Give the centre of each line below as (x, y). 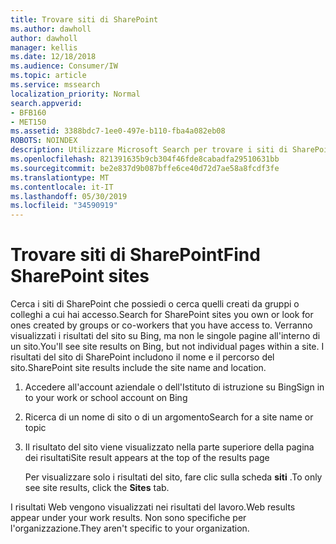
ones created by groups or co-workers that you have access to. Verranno (161, 325)
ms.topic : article (48, 76)
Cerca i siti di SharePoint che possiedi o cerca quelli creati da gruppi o (155, 304)
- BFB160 (28, 112)
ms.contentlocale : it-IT (62, 187)
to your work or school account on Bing (106, 398)
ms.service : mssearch (55, 85)
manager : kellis (44, 47)
